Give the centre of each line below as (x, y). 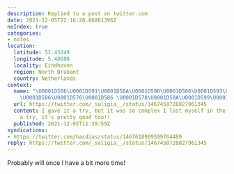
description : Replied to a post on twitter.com (78, 14)
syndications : (28, 130)
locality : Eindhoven (43, 65)
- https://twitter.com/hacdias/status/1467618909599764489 (95, 136)
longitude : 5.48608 (42, 59)
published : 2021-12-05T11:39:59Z (62, 124)
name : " (25, 91)
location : (22, 46)
